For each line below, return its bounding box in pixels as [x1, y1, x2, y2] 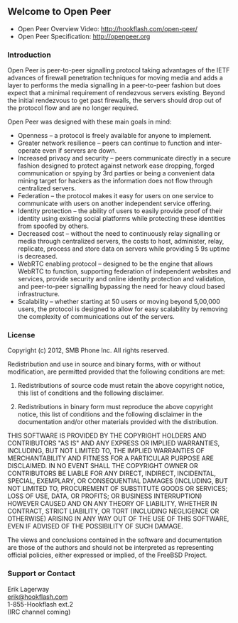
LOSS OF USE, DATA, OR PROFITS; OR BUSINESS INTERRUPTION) [7, 492, 202, 500]
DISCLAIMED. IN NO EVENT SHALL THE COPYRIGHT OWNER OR [7, 462, 199, 470]
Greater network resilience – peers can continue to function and [17, 139, 205, 148]
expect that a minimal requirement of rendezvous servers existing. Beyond [7, 89, 225, 97]
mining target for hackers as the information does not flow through [17, 177, 213, 185]
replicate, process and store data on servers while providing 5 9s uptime [17, 244, 230, 253]
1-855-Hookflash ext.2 [7, 600, 73, 608]
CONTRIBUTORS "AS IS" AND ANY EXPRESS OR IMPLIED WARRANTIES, [7, 439, 220, 448]
